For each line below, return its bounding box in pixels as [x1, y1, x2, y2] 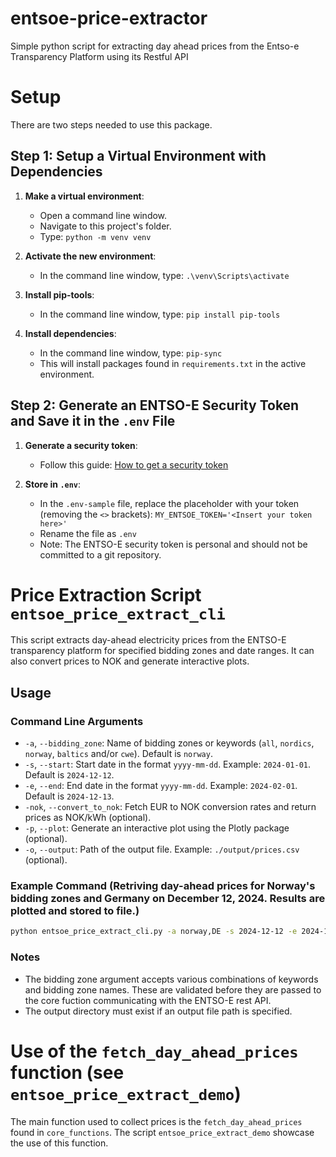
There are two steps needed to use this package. [10, 118, 213, 131]
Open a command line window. [39, 209, 168, 221]
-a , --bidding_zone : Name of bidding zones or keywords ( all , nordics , [24, 737, 315, 749]
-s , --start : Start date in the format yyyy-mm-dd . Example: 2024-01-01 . [24, 758, 312, 771]
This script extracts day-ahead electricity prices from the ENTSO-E [10, 634, 287, 646]
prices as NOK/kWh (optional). [24, 812, 152, 824]
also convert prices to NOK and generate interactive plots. [10, 655, 250, 667]
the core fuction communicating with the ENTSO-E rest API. [24, 994, 272, 1006]
